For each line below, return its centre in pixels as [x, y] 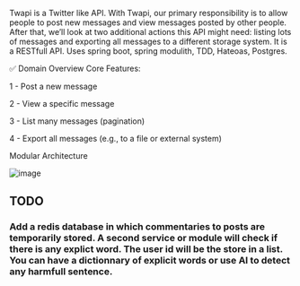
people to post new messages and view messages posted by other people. [148, 22]
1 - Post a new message [53, 86]
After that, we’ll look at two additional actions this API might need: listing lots [150, 32]
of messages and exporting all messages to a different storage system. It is [148, 41]
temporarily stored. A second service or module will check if [144, 238]
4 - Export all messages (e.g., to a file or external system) [116, 139]
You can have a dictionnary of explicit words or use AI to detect [150, 261]
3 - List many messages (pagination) [77, 121]
